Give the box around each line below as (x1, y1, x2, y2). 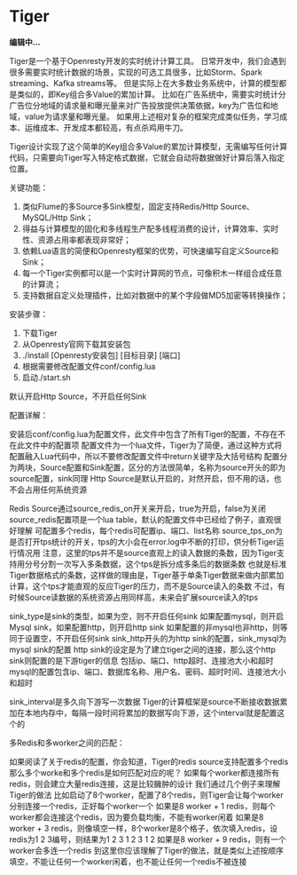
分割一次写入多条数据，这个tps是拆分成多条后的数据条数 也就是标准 (39, 558, 287, 569)
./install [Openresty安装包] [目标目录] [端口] (21, 349, 181, 361)
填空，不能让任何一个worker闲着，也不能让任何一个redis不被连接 (9, 855, 247, 867)
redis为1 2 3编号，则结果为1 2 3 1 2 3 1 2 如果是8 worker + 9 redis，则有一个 (9, 833, 286, 845)
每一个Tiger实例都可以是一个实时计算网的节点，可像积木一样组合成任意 (21, 267, 283, 278)
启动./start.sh (21, 371, 71, 383)
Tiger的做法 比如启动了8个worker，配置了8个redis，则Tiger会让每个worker (9, 789, 284, 800)
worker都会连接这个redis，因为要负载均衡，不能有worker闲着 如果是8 (9, 811, 264, 823)
